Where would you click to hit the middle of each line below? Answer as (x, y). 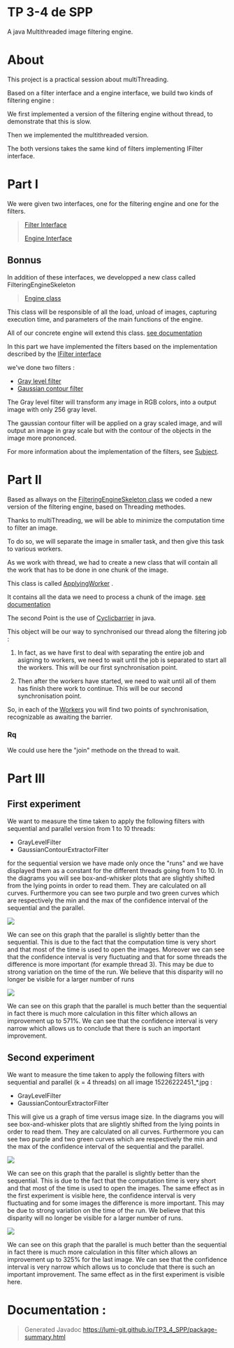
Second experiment (51, 1058)
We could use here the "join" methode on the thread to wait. (94, 750)
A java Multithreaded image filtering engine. (70, 32)
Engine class (43, 298)
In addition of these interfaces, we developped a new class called (102, 277)
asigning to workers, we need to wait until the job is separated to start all (122, 660)
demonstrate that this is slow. (50, 121)
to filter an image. (32, 528)
